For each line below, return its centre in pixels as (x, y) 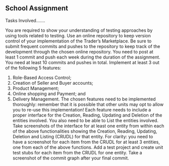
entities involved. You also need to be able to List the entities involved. (86, 120)
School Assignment (37, 8)
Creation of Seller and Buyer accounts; (53, 83)
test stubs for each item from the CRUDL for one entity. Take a (77, 152)
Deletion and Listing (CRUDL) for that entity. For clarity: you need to (83, 136)
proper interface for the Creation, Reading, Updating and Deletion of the (87, 115)
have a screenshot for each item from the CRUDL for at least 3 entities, (86, 142)
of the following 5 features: (33, 68)
